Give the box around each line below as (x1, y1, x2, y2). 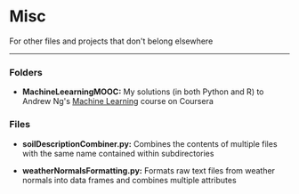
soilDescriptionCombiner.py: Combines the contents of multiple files (21, 138, 278, 149)
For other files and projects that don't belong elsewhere (9, 36, 214, 46)
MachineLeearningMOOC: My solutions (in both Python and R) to (21, 86, 264, 97)
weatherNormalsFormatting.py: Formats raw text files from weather (21, 165, 276, 175)
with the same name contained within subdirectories (21, 148, 214, 158)
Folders (9, 66, 43, 78)
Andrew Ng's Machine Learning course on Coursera (21, 96, 214, 107)
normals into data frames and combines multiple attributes (21, 174, 238, 185)
